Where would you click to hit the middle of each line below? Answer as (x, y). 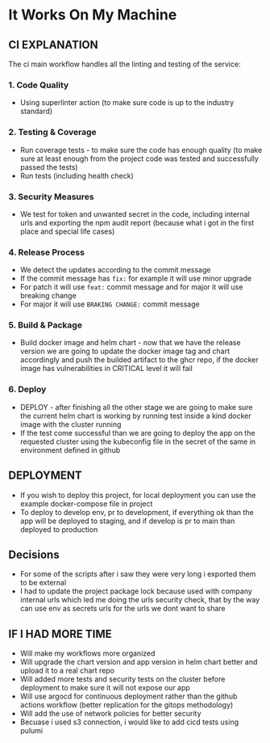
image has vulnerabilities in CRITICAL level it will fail (106, 369)
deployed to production (59, 529)
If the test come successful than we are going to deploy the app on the (137, 433)
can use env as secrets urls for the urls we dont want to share (123, 609)
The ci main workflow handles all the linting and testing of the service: (125, 64)
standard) (36, 112)
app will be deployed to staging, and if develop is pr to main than (127, 521)
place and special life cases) (67, 231)
